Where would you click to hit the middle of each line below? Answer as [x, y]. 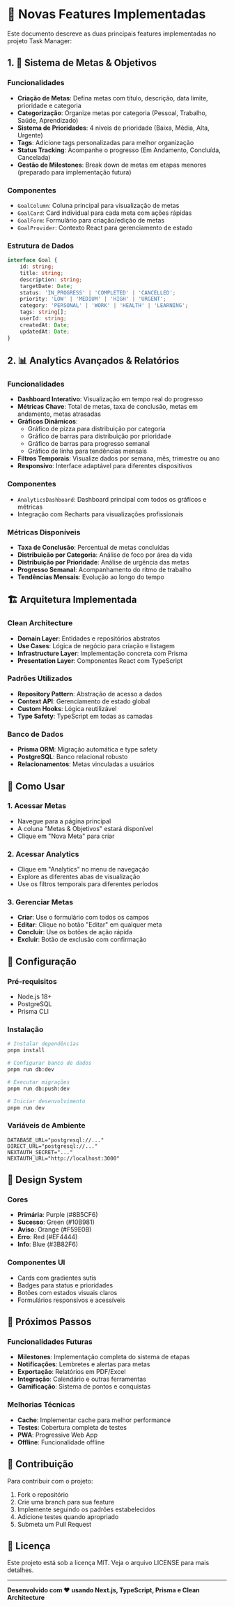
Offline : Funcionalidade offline [61, 1442]
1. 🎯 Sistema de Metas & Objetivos [82, 63]
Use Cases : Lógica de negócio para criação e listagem [96, 645]
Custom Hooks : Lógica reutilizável [67, 708]
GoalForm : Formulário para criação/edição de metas [91, 220]
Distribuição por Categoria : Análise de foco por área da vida [105, 555]
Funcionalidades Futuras [50, 1342]
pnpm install [26, 1051]
